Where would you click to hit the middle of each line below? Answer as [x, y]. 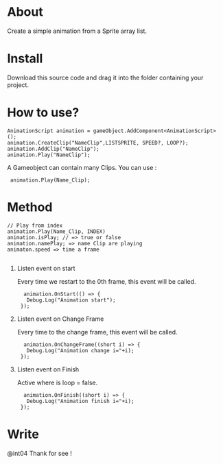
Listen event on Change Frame [60, 319]
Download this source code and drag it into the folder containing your [105, 77]
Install [25, 59]
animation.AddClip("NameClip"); [53, 149]
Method [30, 207]
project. [18, 85]
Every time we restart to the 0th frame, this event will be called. [107, 281]
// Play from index [35, 225]
